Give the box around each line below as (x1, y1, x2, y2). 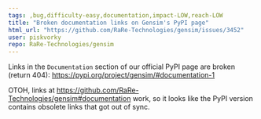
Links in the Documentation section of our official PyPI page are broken (8, 62, 236, 71)
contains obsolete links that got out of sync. (8, 103, 151, 112)
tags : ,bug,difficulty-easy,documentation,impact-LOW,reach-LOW (8, 11, 223, 20)
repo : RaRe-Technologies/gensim (8, 41, 114, 49)
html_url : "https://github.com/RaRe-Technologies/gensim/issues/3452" (8, 26, 244, 34)
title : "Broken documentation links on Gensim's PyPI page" (8, 19, 210, 27)
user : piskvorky (8, 33, 61, 41)
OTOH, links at (8, 85, 55, 95)
